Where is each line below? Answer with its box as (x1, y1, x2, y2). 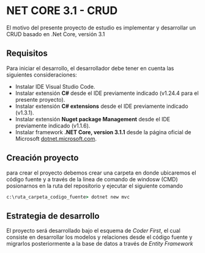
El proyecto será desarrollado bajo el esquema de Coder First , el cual (6, 227, 181, 235)
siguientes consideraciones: (6, 71, 78, 78)
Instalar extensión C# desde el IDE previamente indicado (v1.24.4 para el (15, 89, 199, 97)
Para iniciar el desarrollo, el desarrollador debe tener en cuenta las (6, 64, 174, 72)
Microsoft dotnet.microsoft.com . (15, 135, 97, 142)
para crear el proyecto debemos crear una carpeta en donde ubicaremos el (6, 169, 196, 176)
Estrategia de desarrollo (6, 211, 100, 221)
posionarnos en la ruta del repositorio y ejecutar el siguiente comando (6, 182, 184, 189)
